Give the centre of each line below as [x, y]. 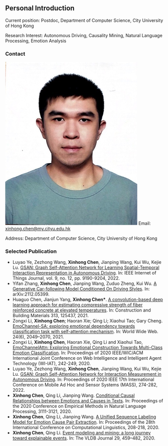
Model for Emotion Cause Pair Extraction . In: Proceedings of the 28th [84, 422]
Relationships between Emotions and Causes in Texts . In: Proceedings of [88, 401]
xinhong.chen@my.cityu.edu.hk [38, 229]
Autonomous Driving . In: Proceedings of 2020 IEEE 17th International [83, 380]
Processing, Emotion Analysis [36, 41]
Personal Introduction [40, 8]
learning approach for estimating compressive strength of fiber [77, 305]
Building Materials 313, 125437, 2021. [50, 316]
